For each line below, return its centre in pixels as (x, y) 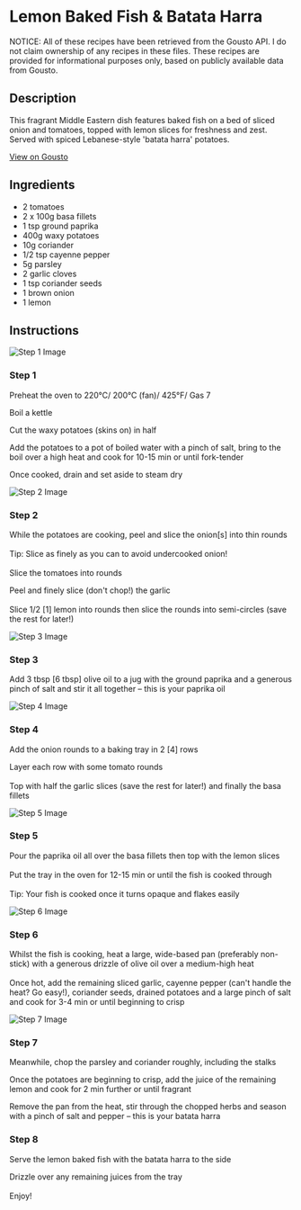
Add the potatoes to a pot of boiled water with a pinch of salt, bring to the (145, 447)
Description (43, 99)
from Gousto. (34, 70)
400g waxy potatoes (61, 235)
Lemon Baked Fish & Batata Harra (136, 17)
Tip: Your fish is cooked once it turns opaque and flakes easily (124, 893)
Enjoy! (21, 1196)
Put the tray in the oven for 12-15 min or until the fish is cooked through (141, 874)
